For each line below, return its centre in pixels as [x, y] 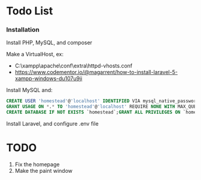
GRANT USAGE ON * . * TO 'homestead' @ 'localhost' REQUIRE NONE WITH [91, 107]
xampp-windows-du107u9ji [48, 78]
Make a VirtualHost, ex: [35, 54]
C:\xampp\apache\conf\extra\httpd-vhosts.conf [74, 66]
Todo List [30, 11]
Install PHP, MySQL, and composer [49, 42]
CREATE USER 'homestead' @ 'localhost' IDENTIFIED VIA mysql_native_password [103, 101]
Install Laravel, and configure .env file [52, 124]
